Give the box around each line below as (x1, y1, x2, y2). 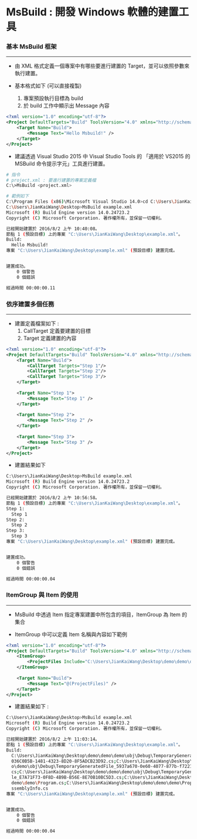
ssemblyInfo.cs (11, 785, 49, 791)
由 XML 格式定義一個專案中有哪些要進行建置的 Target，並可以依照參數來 (14, 62, 189, 69)
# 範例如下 (6, 193, 29, 199)
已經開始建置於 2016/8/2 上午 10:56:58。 (6, 495, 100, 501)
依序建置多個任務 (6, 300, 55, 308)
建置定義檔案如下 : (14, 320, 59, 327)
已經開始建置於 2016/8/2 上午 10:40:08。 (6, 226, 100, 232)
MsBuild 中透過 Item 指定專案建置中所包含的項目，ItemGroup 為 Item (14, 611, 181, 618)
